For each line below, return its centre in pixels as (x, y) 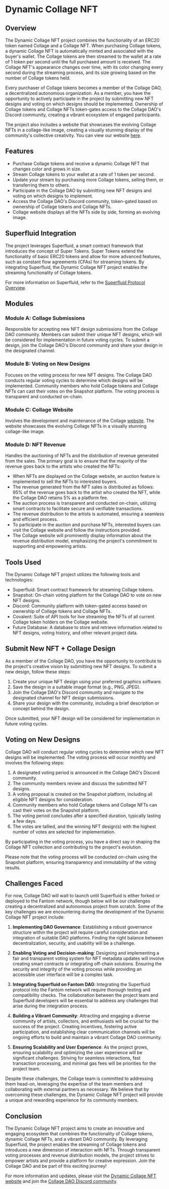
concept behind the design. (41, 708)
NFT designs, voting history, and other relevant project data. (75, 633)
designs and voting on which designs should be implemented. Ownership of (84, 104)
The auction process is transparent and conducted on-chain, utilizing (84, 503)
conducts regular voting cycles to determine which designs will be (74, 380)
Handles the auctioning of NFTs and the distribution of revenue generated (82, 456)
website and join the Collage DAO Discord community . (61, 1181)
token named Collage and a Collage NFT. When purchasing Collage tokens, (83, 46)
